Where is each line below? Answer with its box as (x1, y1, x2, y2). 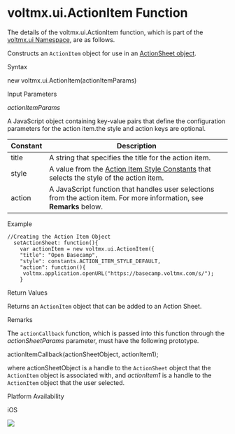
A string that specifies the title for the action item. (48, 153, 211, 162)
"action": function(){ (20, 264, 86, 271)
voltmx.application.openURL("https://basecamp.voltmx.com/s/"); (22, 269, 215, 277)
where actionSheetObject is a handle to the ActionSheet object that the (7, 363, 211, 372)
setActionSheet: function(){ (13, 239, 99, 246)
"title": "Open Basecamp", (20, 251, 99, 258)
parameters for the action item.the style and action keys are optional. (7, 124, 206, 132)
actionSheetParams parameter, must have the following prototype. (7, 336, 199, 344)
